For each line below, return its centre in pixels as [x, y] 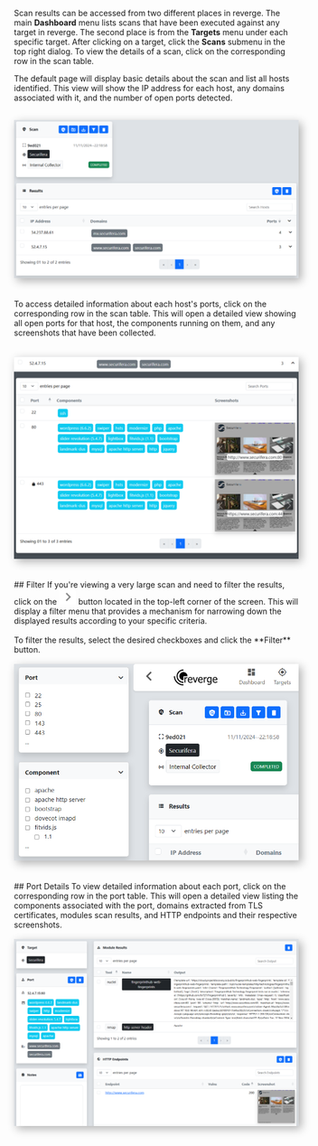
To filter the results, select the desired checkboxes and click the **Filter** [153, 640]
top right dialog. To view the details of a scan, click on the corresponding [150, 52]
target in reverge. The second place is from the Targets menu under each [151, 32]
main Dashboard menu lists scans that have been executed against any [147, 23]
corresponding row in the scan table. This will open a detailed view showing [155, 314]
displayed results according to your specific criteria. [111, 620]
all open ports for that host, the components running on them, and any [145, 324]
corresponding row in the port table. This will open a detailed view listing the [156, 896]
